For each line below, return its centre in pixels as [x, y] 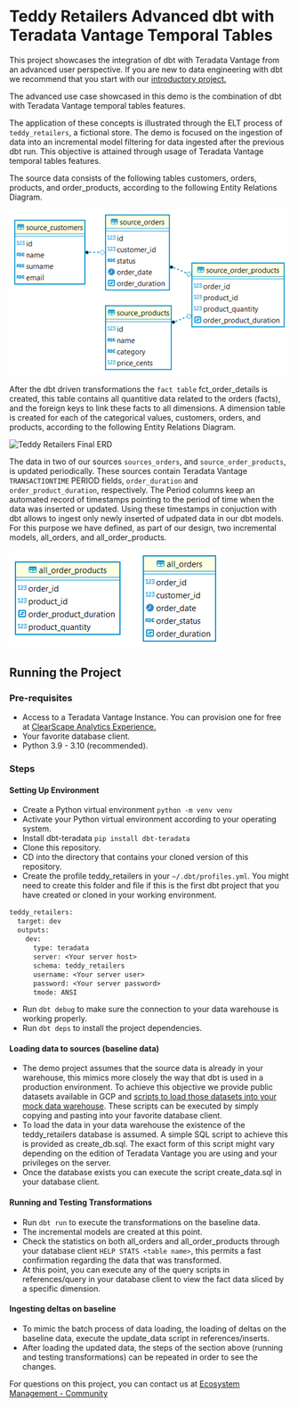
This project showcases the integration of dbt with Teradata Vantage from [145, 60]
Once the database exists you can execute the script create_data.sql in [152, 1173]
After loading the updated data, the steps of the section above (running [152, 1347]
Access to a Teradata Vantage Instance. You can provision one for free [152, 717]
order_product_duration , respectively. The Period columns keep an [132, 490]
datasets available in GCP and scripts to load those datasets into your [149, 1097]
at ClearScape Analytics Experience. [89, 727]
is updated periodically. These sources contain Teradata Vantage [128, 471]
